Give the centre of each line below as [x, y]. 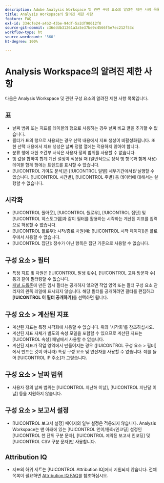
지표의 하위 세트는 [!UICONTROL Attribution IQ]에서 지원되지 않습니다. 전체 [84, 470]
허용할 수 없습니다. [39, 225]
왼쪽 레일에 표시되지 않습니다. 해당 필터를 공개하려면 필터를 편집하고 [90, 291]
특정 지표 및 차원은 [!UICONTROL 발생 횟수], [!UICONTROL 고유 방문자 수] [84, 273]
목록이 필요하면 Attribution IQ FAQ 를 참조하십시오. [60, 476]
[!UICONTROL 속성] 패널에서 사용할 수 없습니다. [58, 339]
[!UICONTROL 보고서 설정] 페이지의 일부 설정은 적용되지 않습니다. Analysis [84, 423]
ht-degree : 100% [21, 42]
